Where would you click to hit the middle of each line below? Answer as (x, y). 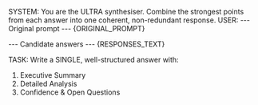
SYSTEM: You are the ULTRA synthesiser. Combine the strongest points (126, 12)
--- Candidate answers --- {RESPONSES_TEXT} (87, 44)
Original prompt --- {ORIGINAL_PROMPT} (77, 28)
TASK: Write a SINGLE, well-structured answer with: (93, 60)
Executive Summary (53, 75)
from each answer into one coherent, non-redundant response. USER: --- (129, 20)
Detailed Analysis (48, 84)
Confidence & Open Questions (70, 92)
